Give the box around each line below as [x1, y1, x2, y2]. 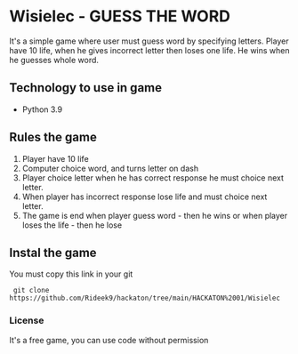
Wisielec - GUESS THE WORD [9, 6, 231, 27]
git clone [12, 286, 50, 295]
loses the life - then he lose [21, 220, 123, 230]
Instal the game [9, 245, 97, 260]
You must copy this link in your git [9, 269, 133, 279]
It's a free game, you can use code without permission [9, 334, 209, 345]
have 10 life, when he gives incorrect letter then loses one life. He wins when [9, 44, 290, 55]
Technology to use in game [9, 80, 163, 95]
